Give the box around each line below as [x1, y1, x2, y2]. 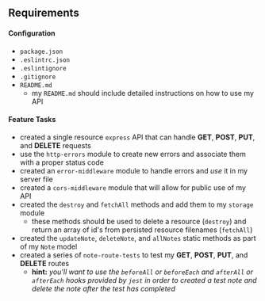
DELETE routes [19, 258, 70, 268]
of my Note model [19, 242, 78, 251]
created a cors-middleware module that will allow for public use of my [19, 182, 246, 192]
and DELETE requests [19, 140, 91, 150]
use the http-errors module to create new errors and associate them [19, 149, 246, 158]
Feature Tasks [8, 115, 56, 124]
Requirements [8, 6, 79, 20]
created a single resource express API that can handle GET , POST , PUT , [19, 132, 255, 142]
